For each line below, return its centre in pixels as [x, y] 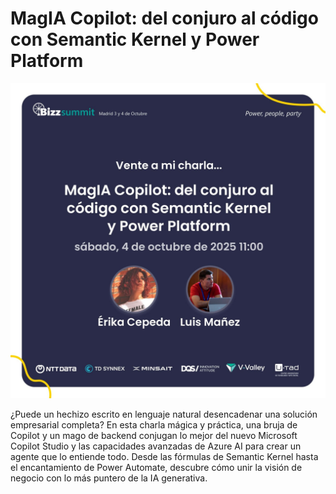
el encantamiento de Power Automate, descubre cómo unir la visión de [156, 467]
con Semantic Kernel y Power [135, 39]
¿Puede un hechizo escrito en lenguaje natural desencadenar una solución [164, 414]
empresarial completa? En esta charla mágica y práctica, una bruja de [154, 424]
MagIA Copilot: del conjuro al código [164, 18]
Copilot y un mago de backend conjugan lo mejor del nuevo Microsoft [154, 435]
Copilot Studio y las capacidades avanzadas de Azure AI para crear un [156, 446]
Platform [47, 61]
